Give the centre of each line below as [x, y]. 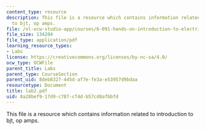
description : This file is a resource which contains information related [103, 18]
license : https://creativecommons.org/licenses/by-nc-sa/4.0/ [87, 57]
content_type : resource [37, 12]
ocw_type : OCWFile [30, 63]
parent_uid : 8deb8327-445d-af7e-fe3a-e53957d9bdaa [72, 80]
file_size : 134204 [30, 35]
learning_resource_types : [39, 46]
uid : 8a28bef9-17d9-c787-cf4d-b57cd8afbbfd [63, 97]
